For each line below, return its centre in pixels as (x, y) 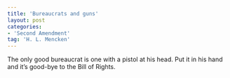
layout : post (26, 20)
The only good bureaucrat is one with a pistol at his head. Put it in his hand (115, 59)
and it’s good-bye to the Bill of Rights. (61, 67)
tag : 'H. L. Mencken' (39, 40)
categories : (25, 26)
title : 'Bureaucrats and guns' (53, 14)
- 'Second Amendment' (39, 33)
